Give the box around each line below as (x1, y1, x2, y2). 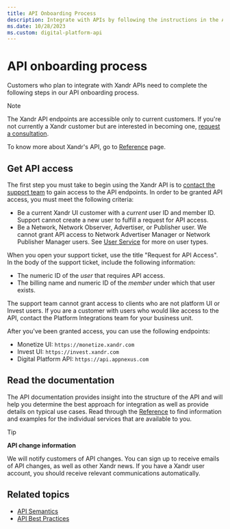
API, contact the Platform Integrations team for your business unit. (7, 314, 194, 322)
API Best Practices (16, 514, 70, 522)
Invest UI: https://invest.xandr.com (16, 348, 120, 356)
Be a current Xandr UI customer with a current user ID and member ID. (16, 209, 216, 216)
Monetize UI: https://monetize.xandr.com (16, 340, 135, 348)
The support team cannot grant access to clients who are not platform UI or (7, 299, 220, 307)
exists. (16, 286, 36, 294)
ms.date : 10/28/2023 (7, 23, 66, 29)
